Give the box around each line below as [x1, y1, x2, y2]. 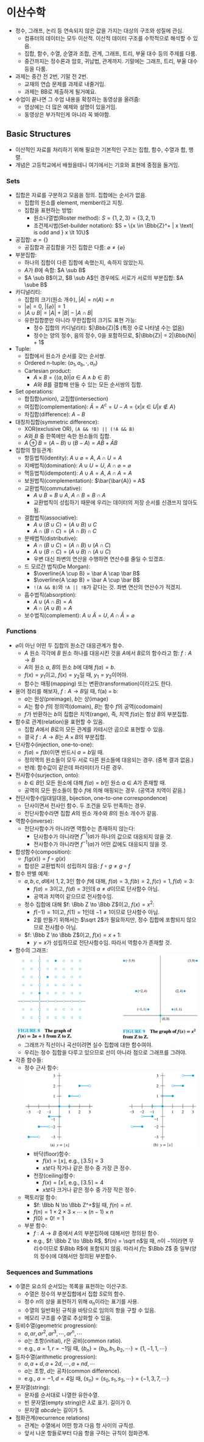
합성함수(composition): [15, 848, 72, 855]
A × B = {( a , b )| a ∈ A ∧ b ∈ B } [33, 373, 110, 381]
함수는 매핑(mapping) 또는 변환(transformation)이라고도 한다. [24, 680, 172, 687]
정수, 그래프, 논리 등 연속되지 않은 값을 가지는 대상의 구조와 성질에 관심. [15, 27, 184, 34]
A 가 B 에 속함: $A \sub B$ [24, 267, 86, 274]
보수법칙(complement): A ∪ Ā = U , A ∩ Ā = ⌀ [24, 611, 135, 619]
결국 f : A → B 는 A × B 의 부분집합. [24, 733, 107, 740]
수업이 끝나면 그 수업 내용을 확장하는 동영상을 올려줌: [15, 95, 141, 103]
